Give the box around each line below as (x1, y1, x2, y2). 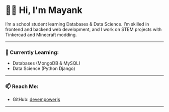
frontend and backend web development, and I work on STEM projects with (5, 26, 162, 32)
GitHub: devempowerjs (12, 96, 60, 102)
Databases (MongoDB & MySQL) (12, 60, 80, 66)
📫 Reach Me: (5, 83, 39, 90)
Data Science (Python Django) (12, 65, 75, 71)
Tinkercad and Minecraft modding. (5, 31, 77, 37)
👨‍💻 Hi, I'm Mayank (5, 4, 82, 16)
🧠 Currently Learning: (5, 48, 59, 55)
